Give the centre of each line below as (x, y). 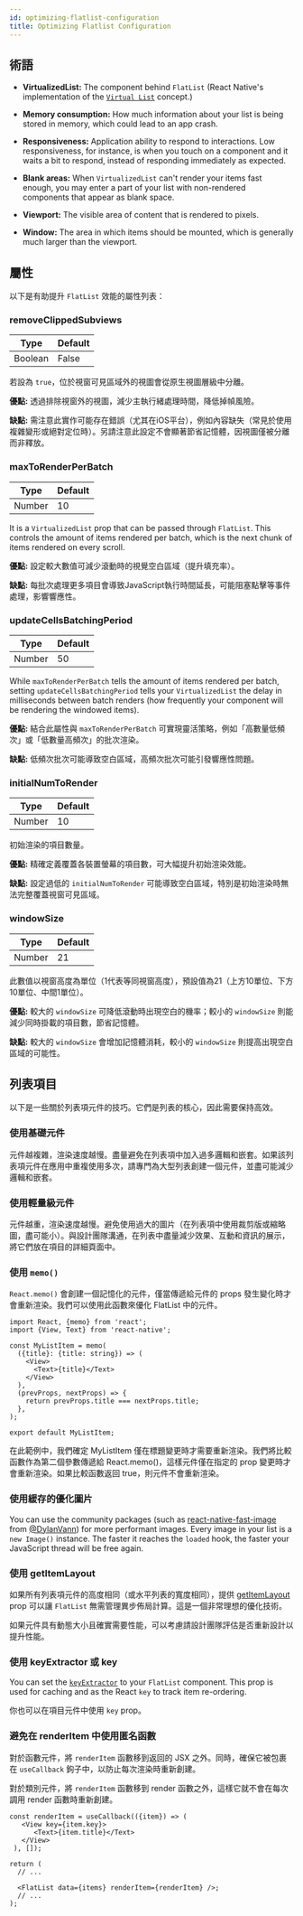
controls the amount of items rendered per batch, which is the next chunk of (151, 537)
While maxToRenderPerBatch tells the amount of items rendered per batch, (144, 681)
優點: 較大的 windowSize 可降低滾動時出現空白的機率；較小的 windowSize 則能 (151, 1011)
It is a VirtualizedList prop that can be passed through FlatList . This (140, 528)
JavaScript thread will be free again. (77, 1548)
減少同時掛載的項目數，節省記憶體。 (77, 1023)
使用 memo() (34, 1272)
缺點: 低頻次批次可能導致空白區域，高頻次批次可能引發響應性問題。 (134, 759)
